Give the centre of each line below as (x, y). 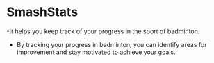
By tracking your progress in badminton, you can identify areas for (112, 44)
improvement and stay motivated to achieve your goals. (96, 52)
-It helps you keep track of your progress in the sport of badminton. (103, 31)
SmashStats (42, 12)
